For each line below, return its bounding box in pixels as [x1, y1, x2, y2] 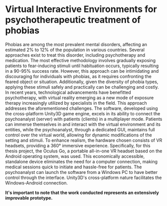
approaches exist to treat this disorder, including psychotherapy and [5, 52, 146, 58]
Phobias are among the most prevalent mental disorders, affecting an [5, 41, 148, 47]
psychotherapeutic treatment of [5, 14, 141, 26]
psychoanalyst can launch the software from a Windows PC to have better [5, 169, 158, 175]
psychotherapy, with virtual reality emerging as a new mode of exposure [5, 94, 154, 101]
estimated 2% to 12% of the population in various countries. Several [5, 47, 145, 53]
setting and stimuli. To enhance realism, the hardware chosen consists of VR [5, 137, 163, 143]
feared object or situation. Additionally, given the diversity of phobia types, [5, 79, 159, 85]
